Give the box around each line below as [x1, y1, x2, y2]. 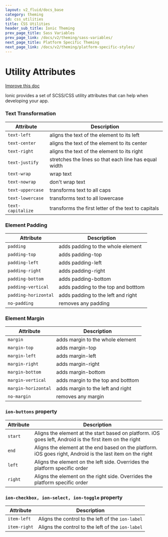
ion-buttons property [5, 408, 57, 415]
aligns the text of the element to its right [49, 148, 143, 155]
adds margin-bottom [56, 369, 106, 376]
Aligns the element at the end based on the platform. [34, 444, 157, 451]
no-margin [7, 394, 31, 399]
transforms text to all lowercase [49, 195, 123, 202]
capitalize [7, 208, 33, 213]
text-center [7, 140, 36, 146]
